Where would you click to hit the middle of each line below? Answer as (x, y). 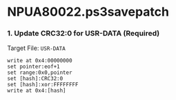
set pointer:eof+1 (33, 67)
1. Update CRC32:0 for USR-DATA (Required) (84, 34)
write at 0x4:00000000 (40, 61)
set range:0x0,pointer (40, 73)
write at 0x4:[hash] (37, 91)
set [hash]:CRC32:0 (35, 79)
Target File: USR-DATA (36, 48)
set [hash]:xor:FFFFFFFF (43, 85)
